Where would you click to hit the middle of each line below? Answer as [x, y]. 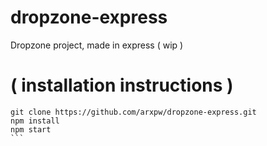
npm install [35, 121]
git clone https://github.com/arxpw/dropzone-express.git [133, 112]
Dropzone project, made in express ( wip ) [97, 45]
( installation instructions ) [122, 85]
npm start [31, 129]
